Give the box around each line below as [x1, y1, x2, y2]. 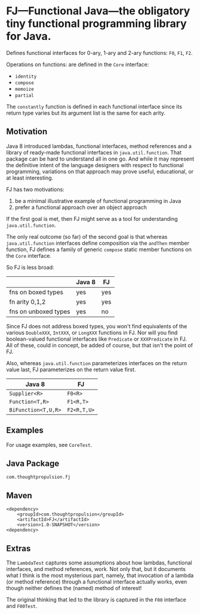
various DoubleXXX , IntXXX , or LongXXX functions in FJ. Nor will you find [6, 329, 178, 336]
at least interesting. [6, 174, 54, 181]
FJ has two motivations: [6, 186, 64, 193]
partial [14, 92, 34, 98]
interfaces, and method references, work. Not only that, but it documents [6, 566, 186, 572]
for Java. [6, 30, 52, 43]
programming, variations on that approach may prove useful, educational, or [6, 168, 194, 175]
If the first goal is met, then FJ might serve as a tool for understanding [6, 215, 178, 222]
